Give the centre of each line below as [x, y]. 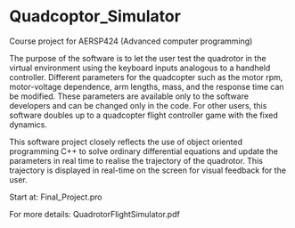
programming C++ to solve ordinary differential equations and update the [144, 151]
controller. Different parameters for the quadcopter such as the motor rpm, [146, 77]
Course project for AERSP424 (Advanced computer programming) [131, 41]
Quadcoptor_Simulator [95, 16]
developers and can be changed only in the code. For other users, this [138, 105]
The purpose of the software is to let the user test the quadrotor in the [138, 58]
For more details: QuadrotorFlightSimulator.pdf [94, 214]
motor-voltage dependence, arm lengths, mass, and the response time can [147, 86]
